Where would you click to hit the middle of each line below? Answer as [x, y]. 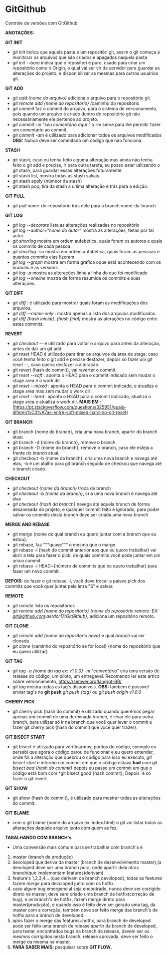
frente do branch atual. [36, 453]
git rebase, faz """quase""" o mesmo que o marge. [64, 544]
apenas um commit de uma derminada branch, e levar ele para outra [83, 716]
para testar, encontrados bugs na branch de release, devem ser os [81, 931]
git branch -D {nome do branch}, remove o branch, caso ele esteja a [83, 448]
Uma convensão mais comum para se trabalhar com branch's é [78, 847]
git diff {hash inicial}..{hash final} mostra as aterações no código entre [85, 319]
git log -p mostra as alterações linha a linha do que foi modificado [80, 273]
